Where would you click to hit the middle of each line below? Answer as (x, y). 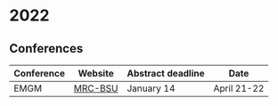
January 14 (151, 88)
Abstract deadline (166, 73)
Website (96, 73)
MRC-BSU (96, 88)
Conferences (46, 49)
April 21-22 (239, 88)
